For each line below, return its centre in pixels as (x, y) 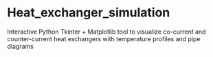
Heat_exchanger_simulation (89, 13)
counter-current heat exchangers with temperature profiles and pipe (104, 38)
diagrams (21, 46)
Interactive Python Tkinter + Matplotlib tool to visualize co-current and (106, 32)
